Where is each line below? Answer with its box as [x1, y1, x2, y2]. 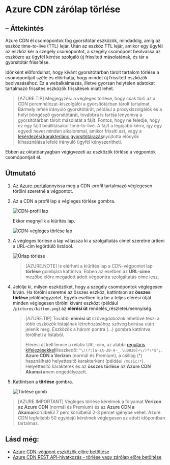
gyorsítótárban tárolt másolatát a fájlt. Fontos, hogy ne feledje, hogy [17, 117, 160, 123]
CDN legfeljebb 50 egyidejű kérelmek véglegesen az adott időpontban [17, 414, 165, 420]
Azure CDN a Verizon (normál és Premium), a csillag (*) [25, 352, 143, 359]
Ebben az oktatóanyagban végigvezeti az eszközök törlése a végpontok [5, 149, 156, 154]
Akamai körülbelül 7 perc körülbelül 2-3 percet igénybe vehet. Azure [17, 409, 161, 415]
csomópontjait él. [5, 154, 42, 160]
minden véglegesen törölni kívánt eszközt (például [12, 300, 119, 306]
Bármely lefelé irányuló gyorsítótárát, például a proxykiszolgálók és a [17, 106, 162, 112]
